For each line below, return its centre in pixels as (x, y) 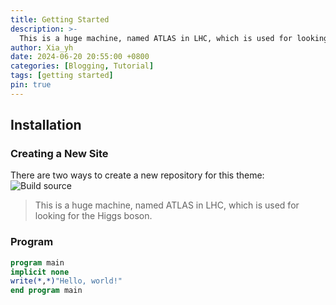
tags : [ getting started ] (62, 76)
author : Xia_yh (42, 47)
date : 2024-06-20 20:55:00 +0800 (80, 57)
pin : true (31, 85)
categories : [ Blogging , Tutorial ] (82, 66)
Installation (46, 125)
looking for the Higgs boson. (93, 216)
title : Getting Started (60, 19)
